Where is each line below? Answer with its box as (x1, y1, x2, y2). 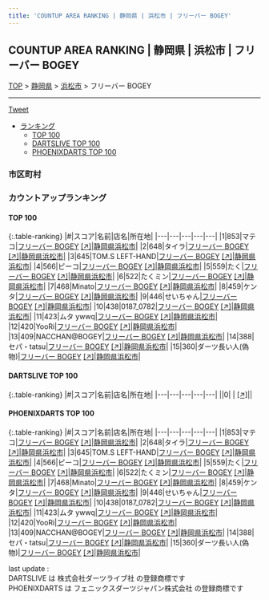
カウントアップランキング (8, 193, 106, 204)
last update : (8, 563, 50, 574)
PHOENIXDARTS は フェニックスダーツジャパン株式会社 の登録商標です (8, 583, 244, 593)
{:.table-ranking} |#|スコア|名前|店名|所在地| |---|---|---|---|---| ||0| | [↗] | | (8, 390, 253, 399)
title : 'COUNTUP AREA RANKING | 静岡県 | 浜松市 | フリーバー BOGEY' (8, 11, 232, 20)
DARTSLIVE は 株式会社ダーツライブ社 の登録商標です (8, 573, 186, 582)
